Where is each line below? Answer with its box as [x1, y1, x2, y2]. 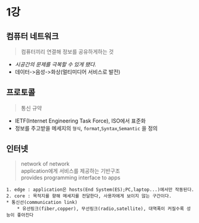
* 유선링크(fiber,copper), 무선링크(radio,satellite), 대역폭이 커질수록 [17, 206, 184, 212]
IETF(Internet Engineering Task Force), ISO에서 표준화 [14, 117, 146, 124]
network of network [20, 160, 70, 167]
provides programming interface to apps [20, 174, 121, 181]
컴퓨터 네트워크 [6, 31, 59, 41]
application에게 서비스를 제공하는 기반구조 [20, 167, 121, 174]
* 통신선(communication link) [6, 199, 78, 205]
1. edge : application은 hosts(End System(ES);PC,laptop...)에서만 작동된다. [6, 187, 194, 193]
